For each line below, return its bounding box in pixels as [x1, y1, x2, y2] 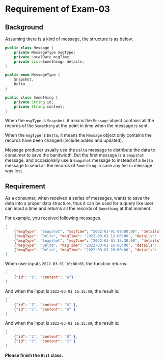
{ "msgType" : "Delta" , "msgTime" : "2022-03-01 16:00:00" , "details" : [14, 243, 157, 248]
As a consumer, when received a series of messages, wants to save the [5, 195, 150, 201]
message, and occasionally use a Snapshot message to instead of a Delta [5, 157, 153, 163]
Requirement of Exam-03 [5, 3, 110, 15]
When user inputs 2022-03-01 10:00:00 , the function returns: [5, 261, 128, 267]
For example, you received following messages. [5, 215, 102, 221]
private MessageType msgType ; [14, 50, 76, 55]
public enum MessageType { [5, 73, 60, 78]
